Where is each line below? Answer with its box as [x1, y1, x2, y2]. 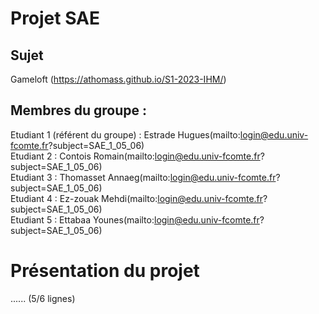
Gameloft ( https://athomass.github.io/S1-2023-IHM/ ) [10, 73, 227, 85]
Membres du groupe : [10, 102, 148, 119]
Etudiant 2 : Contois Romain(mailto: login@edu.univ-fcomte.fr [10, 150, 261, 162]
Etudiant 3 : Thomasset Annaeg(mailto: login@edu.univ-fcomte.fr [10, 171, 277, 183]
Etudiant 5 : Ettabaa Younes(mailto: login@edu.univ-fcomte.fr [10, 213, 260, 226]
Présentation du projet [10, 260, 200, 282]
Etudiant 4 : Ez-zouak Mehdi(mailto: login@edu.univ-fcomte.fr [10, 192, 264, 204]
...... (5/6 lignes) [10, 292, 76, 304]
